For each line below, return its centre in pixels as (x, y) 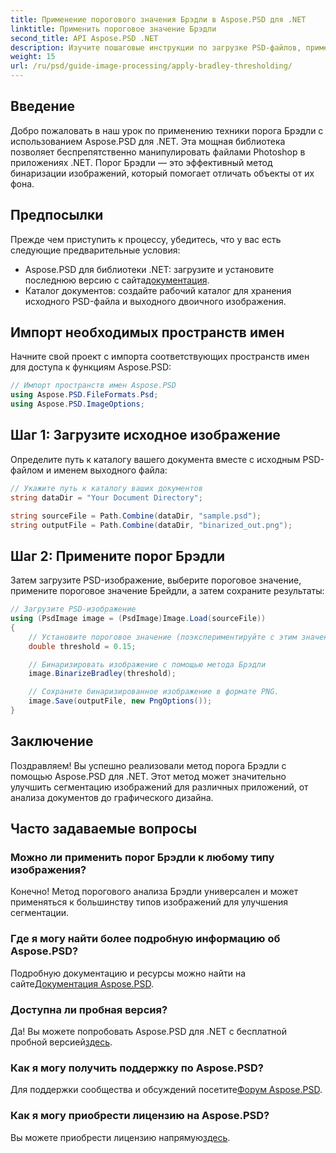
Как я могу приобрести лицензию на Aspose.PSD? (140, 1116)
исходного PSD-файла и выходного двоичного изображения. (155, 301)
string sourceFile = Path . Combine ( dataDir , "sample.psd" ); (136, 516)
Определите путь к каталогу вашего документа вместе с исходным (155, 459)
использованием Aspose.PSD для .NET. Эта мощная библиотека (148, 141)
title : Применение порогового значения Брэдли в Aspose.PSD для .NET (158, 19)
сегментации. (39, 913)
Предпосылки (57, 215)
